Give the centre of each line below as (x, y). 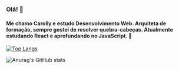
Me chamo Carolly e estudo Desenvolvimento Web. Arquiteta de (86, 23)
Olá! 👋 (15, 9)
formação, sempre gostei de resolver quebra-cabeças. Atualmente (90, 29)
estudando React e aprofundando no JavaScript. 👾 (69, 36)
